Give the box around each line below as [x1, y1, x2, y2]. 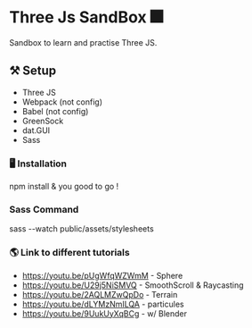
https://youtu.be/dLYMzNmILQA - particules [21, 299, 184, 309]
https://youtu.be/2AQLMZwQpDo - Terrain [21, 289, 178, 299]
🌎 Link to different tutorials [9, 247, 131, 259]
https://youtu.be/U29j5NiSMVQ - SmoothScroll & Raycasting [21, 280, 244, 290]
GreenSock [21, 115, 64, 126]
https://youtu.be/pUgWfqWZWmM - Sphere [21, 270, 183, 281]
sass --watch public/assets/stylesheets [9, 223, 154, 234]
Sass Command [9, 203, 79, 215]
